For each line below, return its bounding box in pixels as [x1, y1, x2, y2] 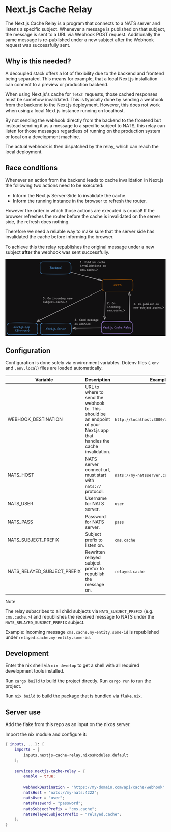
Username [84, 495, 107, 501]
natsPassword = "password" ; [23, 801, 83, 806]
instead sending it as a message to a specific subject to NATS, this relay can [5, 122, 165, 128]
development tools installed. [5, 668, 65, 674]
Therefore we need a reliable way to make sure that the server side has [5, 228, 155, 234]
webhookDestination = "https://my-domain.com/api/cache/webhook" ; [23, 785, 167, 790]
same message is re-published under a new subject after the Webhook [5, 37, 154, 43]
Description [84, 376, 111, 383]
